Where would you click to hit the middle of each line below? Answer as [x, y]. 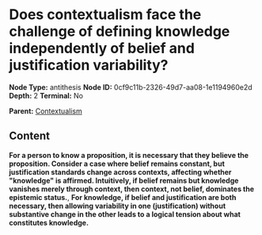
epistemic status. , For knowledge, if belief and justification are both [123, 197]
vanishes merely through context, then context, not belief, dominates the [132, 189]
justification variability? [89, 65]
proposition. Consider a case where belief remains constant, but [117, 164]
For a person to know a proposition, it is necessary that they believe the [129, 155]
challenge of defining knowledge [120, 31]
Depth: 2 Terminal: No [46, 95]
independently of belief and [102, 48]
